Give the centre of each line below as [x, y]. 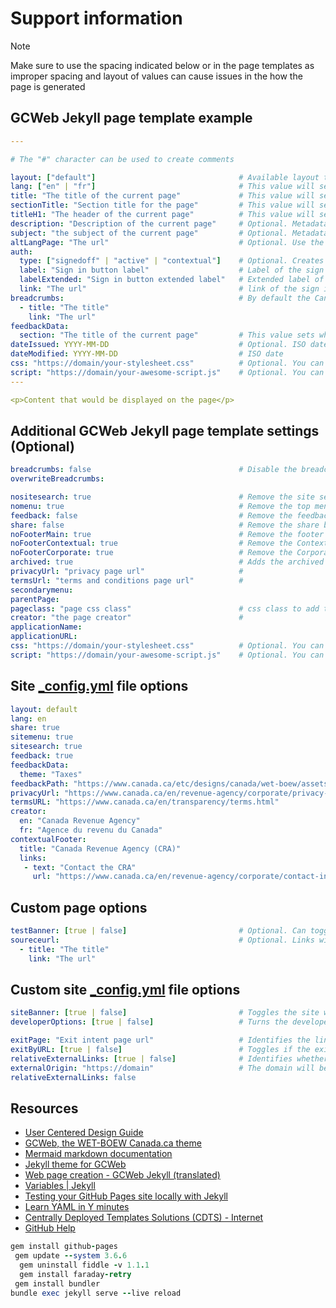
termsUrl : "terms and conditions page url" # [127, 580]
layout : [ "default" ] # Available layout [165, 177]
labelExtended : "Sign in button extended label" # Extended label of [172, 280]
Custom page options [79, 907]
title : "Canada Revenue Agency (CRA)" [100, 848]
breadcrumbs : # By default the [160, 298]
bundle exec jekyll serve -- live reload [96, 1293]
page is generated [48, 86]
